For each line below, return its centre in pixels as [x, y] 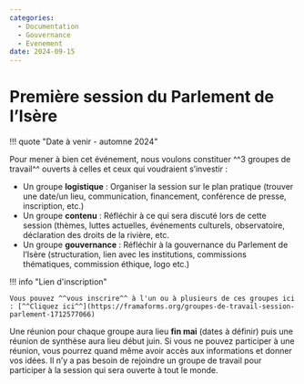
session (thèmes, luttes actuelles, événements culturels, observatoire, [153, 225]
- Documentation [48, 26]
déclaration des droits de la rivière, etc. [96, 235]
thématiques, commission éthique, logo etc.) [106, 265]
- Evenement [41, 43]
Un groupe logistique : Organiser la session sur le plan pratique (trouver [158, 187]
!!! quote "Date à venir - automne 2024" [84, 141]
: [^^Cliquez [34, 306]
